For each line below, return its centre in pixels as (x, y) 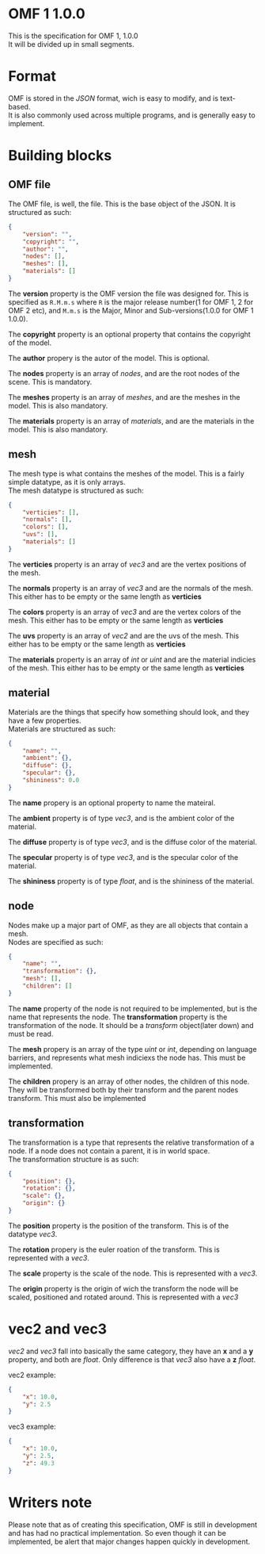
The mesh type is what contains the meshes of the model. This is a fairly (127, 474)
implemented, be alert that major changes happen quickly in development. (129, 1541)
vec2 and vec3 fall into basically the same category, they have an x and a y (131, 1351)
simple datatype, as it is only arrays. (67, 482)
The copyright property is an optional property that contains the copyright (129, 334)
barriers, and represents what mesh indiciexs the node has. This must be (127, 1057)
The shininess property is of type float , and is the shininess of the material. (131, 881)
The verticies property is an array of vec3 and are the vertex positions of (127, 564)
